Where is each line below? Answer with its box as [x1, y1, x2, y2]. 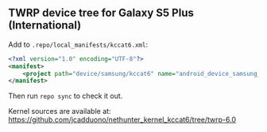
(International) [8, 19, 82, 32]
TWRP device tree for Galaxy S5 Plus [8, 6, 195, 20]
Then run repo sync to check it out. [8, 91, 123, 101]
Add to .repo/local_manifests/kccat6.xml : [8, 40, 149, 49]
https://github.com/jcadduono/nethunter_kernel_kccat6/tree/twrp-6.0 [8, 115, 237, 125]
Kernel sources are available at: [8, 107, 111, 116]
